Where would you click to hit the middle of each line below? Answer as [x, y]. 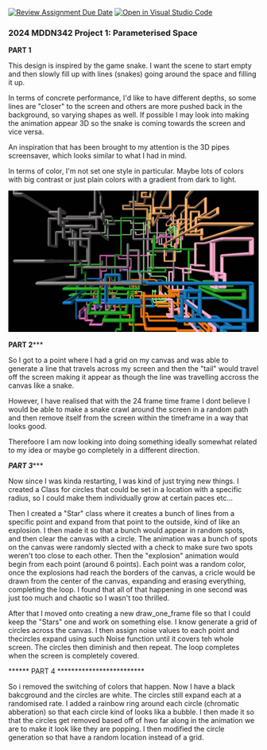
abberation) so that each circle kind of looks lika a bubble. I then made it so [131, 712]
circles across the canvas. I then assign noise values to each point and [124, 630]
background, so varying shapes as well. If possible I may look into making [129, 115]
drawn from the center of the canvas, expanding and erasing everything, [127, 580]
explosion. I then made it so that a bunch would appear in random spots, [126, 530]
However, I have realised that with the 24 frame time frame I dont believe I [129, 400]
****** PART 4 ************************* [76, 671]
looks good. [28, 426]
